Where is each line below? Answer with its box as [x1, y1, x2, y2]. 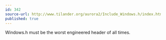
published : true [5, 16, 39, 21]
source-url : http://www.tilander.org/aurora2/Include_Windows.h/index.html [5, 12, 165, 17]
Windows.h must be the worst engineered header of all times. [5, 30, 131, 36]
